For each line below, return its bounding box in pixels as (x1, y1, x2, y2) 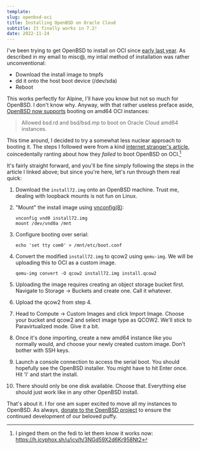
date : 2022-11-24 (7, 31, 50, 37)
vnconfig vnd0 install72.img (15, 215, 88, 221)
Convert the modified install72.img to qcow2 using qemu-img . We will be (15, 252, 193, 259)
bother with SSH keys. (15, 347, 70, 354)
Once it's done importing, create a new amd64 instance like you (15, 334, 172, 341)
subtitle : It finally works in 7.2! (7, 25, 97, 31)
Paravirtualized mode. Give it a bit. (15, 322, 100, 329)
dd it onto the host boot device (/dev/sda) (15, 78, 118, 85)
